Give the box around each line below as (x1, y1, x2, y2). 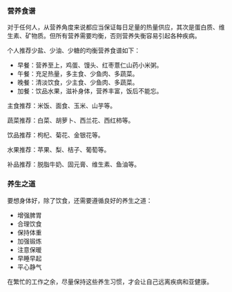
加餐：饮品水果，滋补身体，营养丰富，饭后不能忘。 (17, 87, 163, 95)
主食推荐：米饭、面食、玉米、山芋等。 (7, 101, 116, 110)
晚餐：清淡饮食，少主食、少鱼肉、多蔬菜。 (17, 78, 139, 87)
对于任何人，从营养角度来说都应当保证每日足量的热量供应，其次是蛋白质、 (7, 23, 219, 32)
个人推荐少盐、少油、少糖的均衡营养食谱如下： (7, 46, 140, 55)
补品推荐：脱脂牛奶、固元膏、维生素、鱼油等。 (7, 160, 140, 168)
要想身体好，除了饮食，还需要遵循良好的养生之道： (7, 196, 153, 204)
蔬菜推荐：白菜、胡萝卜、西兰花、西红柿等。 (7, 116, 135, 125)
